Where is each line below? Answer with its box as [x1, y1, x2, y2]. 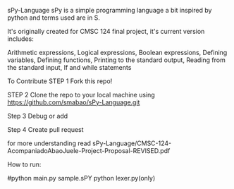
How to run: [7, 160, 42, 169]
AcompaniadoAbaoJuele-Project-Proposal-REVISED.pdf [7, 147, 171, 154]
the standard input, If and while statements [7, 63, 132, 71]
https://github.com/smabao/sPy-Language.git [7, 98, 140, 106]
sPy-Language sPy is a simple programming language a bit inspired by [7, 6, 212, 14]
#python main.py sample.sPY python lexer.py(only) [7, 174, 156, 182]
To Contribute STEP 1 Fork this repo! [7, 77, 113, 85]
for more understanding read [7, 139, 92, 147]
